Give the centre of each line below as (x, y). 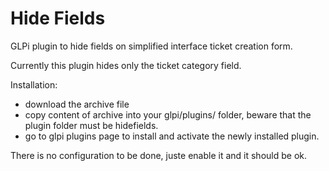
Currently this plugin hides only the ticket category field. (126, 65)
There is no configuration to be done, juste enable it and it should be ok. (159, 155)
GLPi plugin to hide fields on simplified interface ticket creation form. (151, 46)
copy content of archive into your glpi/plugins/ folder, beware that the (168, 114)
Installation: (34, 84)
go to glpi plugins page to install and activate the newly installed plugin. (172, 136)
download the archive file (77, 104)
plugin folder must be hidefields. (91, 125)
